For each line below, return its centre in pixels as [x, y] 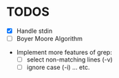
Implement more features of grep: [64, 53]
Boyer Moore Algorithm [50, 39]
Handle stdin [34, 31]
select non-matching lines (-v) [69, 60]
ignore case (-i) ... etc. [58, 67]
